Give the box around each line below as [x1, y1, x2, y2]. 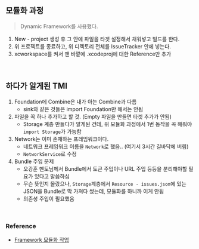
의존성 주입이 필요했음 [23, 195, 75, 202]
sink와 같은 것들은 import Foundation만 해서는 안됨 [23, 105, 144, 112]
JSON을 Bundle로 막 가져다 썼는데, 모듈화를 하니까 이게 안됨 [23, 187, 164, 195]
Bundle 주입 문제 [14, 158, 54, 165]
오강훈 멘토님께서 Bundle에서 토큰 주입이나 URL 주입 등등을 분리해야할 [23, 165, 188, 172]
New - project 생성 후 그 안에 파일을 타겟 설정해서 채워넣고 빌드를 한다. [14, 35, 180, 42]
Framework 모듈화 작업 [14, 236, 70, 243]
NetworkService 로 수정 [23, 150, 77, 157]
